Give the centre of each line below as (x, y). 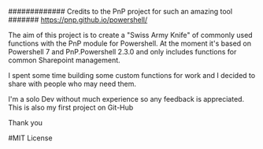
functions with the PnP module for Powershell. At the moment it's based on (130, 43)
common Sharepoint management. (64, 60)
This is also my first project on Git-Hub (71, 107)
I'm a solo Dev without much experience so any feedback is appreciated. (126, 99)
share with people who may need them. (72, 84)
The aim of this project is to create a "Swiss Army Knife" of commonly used (131, 35)
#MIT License (30, 138)
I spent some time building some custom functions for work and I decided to (132, 75)
